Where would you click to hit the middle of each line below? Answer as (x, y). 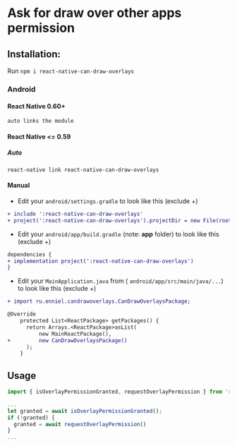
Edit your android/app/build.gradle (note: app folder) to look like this (119, 234)
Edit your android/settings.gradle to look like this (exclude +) (108, 201)
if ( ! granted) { (31, 418)
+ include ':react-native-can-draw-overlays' (75, 214)
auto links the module (41, 121)
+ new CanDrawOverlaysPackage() (68, 340)
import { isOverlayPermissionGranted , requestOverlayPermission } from (115, 392)
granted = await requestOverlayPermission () (80, 424)
